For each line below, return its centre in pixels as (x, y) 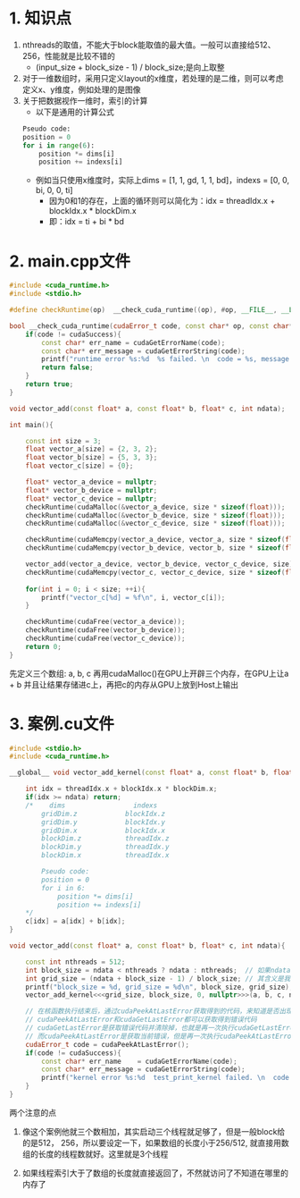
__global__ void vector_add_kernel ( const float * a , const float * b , (139, 773)
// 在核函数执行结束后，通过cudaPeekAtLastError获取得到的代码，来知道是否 (152, 1011)
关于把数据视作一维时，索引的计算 (85, 100)
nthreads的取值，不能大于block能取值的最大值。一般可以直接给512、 (149, 45)
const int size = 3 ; (63, 441)
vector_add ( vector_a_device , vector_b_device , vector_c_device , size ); (161, 564)
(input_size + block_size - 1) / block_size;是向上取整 (130, 67)
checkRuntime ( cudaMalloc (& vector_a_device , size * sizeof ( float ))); (155, 507)
